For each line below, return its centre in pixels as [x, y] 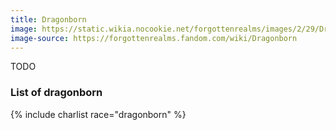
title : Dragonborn [48, 19]
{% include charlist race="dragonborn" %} [98, 114]
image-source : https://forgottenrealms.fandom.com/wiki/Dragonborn [154, 38]
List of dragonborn [56, 93]
